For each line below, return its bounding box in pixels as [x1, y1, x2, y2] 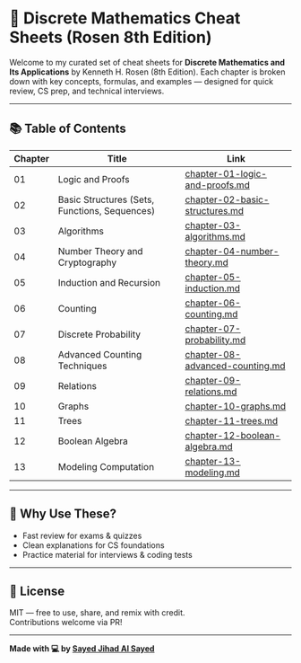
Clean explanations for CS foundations [21, 539, 165, 551]
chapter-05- [185, 270, 242, 283]
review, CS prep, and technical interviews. [9, 85, 165, 96]
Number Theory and [57, 244, 143, 257]
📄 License [9, 583, 65, 598]
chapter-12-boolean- [185, 429, 281, 441]
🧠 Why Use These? [9, 507, 117, 522]
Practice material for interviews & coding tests [21, 549, 193, 560]
